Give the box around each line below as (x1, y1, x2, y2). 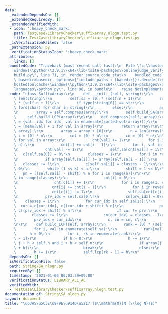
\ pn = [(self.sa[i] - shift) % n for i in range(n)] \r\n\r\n (14, 171, 151, 176)
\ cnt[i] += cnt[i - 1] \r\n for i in (14, 185, 151, 190)
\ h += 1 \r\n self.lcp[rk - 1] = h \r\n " (14, 250, 140, 255)
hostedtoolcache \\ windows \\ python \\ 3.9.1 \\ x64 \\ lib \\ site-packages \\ (14, 82, 162, 87)
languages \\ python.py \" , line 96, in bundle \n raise (14, 86, 133, 92)
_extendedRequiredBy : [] (9, 17, 61, 22)
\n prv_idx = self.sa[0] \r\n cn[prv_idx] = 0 (14, 194, 160, 199)
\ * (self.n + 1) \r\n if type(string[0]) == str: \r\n (14, 101, 144, 106)
